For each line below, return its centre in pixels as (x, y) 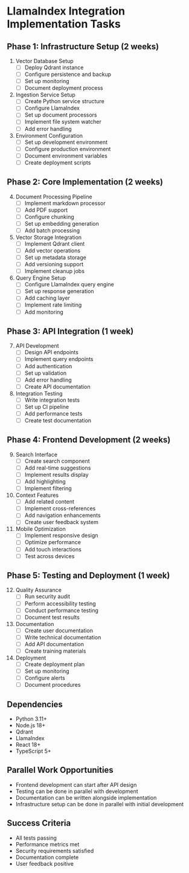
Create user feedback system (61, 522)
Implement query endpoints (59, 359)
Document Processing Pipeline (54, 197)
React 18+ (28, 745)
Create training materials (55, 651)
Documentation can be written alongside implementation (86, 797)
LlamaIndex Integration (66, 11)
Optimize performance (53, 542)
